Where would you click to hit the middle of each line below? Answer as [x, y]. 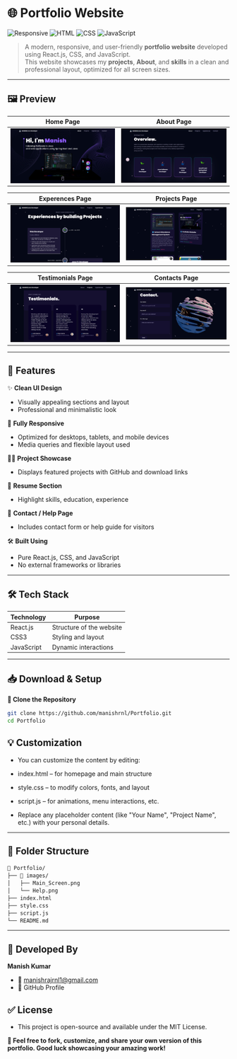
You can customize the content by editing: [79, 760]
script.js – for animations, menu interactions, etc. [88, 801]
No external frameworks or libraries [69, 565]
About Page [174, 122]
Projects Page [176, 198]
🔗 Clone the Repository [42, 699]
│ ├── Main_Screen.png [44, 883]
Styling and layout [78, 637]
